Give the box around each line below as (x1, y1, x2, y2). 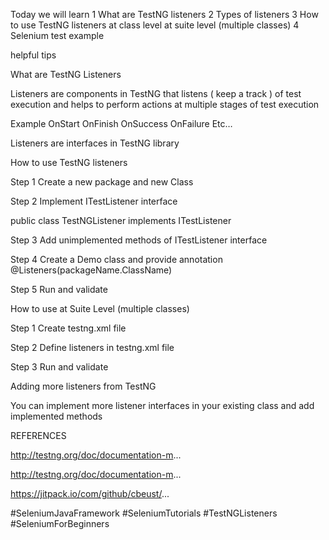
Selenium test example (10, 30, 105, 41)
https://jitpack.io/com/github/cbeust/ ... (10, 488, 170, 499)
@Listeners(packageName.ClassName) (10, 264, 173, 276)
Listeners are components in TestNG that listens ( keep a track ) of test (10, 88, 302, 99)
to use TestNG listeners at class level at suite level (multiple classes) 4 (10, 19, 300, 31)
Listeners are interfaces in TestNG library (10, 137, 180, 149)
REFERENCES (10, 430, 67, 441)
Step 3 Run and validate (10, 361, 109, 373)
